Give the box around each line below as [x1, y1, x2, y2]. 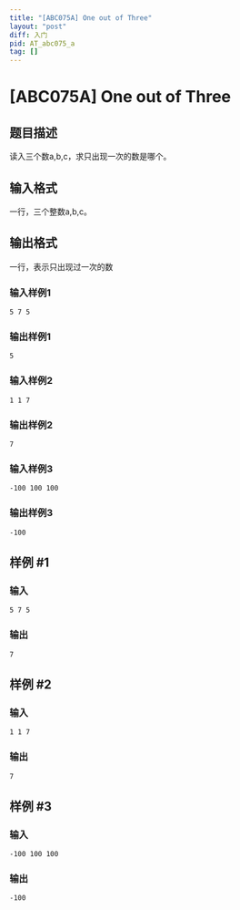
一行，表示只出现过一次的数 [9, 261, 114, 272]
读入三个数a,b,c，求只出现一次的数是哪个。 [9, 151, 172, 162]
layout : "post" [9, 22, 67, 31]
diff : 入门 [9, 30, 48, 39]
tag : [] [9, 47, 39, 57]
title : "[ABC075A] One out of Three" [9, 13, 153, 23]
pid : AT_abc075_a [9, 38, 75, 48]
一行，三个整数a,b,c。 [9, 206, 93, 217]
